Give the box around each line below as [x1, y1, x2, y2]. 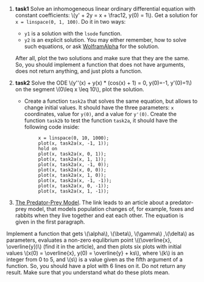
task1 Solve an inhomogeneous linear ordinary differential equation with [15, 5, 196, 12]
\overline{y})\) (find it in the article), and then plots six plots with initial [6, 243, 181, 250]
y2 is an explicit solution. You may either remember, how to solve [24, 36, 187, 43]
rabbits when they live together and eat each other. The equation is [15, 212, 184, 219]
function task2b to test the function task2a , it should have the [24, 117, 178, 124]
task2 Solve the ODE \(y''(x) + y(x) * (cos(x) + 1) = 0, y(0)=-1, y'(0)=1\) [15, 79, 192, 86]
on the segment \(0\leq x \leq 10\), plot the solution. [15, 86, 144, 93]
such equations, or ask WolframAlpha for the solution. [24, 43, 160, 50]
